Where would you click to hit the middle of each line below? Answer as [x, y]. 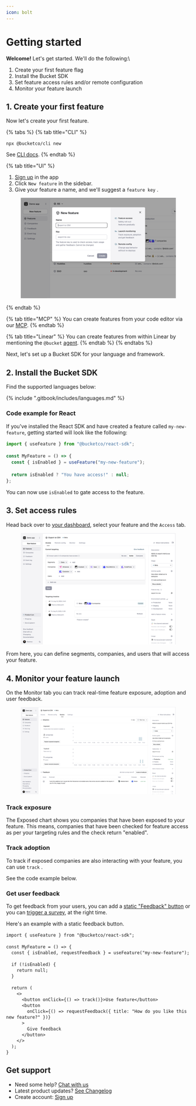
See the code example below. [42, 878]
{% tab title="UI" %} [30, 166]
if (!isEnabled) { [34, 965]
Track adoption [28, 848]
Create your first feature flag [49, 70]
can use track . [24, 867]
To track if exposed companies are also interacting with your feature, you [94, 860]
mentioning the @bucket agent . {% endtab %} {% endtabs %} [80, 343]
